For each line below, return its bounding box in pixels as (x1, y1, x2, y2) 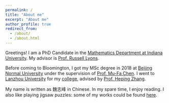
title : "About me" (5, 12, 44, 17)
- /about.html (10, 36, 40, 41)
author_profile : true (5, 21, 51, 27)
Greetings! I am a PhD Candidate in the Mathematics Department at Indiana (5, 49, 163, 56)
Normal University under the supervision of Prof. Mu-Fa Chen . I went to (5, 70, 155, 76)
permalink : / (5, 7, 33, 13)
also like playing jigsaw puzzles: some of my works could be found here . (5, 92, 157, 98)
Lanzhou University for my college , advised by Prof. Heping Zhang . (5, 76, 146, 82)
